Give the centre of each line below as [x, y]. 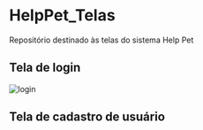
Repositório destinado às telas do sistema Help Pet [101, 40]
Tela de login [45, 68]
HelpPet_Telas [63, 15]
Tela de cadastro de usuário [87, 117]
